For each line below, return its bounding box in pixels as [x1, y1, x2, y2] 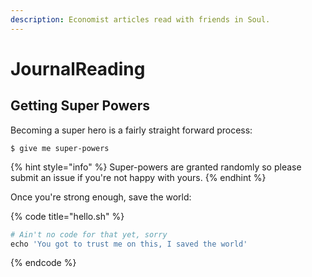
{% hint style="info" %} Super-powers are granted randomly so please [10, 161, 302, 173]
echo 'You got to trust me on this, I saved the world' [10, 239, 248, 249]
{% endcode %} [10, 257, 77, 269]
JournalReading [10, 57, 146, 80]
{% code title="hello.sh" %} [10, 210, 125, 222]
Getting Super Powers [10, 97, 150, 115]
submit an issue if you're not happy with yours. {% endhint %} [10, 171, 267, 183]
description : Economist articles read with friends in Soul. [10, 14, 271, 25]
